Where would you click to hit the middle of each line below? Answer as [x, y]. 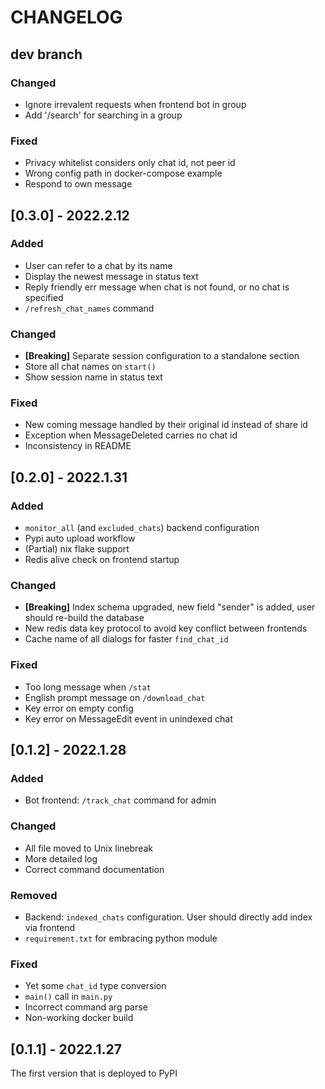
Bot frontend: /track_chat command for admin [120, 800]
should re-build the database [84, 618]
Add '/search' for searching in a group [103, 115]
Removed [34, 895]
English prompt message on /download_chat [115, 697]
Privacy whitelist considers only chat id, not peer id [130, 163]
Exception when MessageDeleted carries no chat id [131, 435]
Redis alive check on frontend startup [102, 560]
